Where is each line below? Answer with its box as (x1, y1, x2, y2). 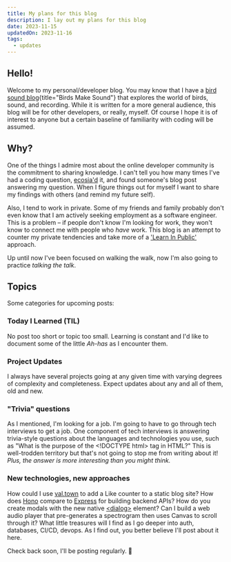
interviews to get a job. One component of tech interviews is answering (7, 427, 210, 435)
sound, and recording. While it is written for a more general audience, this (7, 101, 217, 109)
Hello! (7, 68, 33, 79)
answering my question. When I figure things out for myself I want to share (7, 183, 219, 191)
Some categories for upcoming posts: (7, 299, 114, 308)
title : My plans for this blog (7, 10, 97, 17)
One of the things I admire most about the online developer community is (7, 161, 215, 169)
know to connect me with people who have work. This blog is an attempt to (7, 225, 221, 234)
